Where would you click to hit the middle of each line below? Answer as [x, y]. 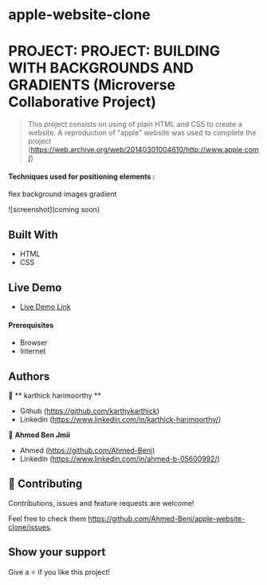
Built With [33, 234]
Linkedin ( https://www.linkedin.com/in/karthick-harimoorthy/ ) [120, 419]
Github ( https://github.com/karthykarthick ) [90, 411]
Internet [33, 351]
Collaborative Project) [82, 102]
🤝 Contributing [45, 484]
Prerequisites [31, 325]
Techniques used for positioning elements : [82, 176]
